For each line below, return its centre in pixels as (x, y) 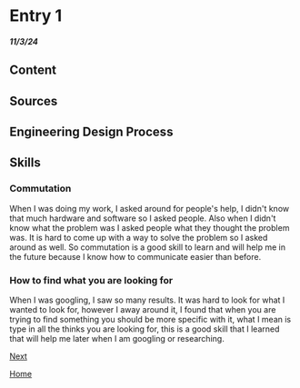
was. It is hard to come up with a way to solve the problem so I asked (139, 237)
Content (33, 70)
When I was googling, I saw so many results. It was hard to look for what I (147, 300)
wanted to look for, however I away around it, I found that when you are (143, 309)
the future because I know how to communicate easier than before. (135, 256)
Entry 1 (36, 16)
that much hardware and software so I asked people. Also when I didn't (143, 218)
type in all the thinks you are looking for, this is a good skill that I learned (145, 329)
